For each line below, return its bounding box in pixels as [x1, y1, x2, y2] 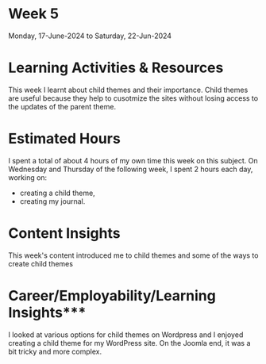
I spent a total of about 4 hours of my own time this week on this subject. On [8, 155, 258, 165]
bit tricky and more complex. [8, 347, 102, 356]
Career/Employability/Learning [8, 286, 216, 305]
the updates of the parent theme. [8, 102, 117, 111]
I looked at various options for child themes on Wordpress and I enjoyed [8, 330, 244, 339]
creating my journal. [19, 196, 86, 206]
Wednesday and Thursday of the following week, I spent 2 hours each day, [8, 164, 253, 174]
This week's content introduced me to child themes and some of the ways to [8, 251, 259, 260]
